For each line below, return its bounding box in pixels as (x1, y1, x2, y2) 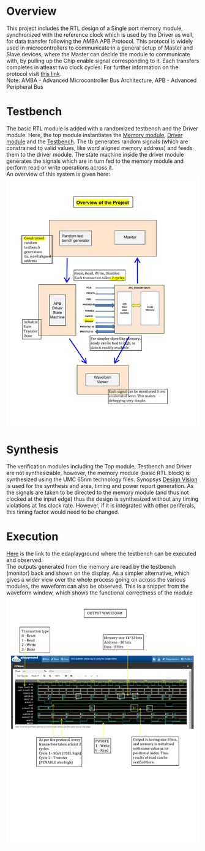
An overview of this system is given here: (6, 170, 110, 178)
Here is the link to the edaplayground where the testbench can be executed (6, 550, 197, 558)
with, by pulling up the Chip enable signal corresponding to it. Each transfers (6, 57, 199, 64)
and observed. (6, 557, 43, 564)
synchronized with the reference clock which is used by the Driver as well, (6, 31, 194, 38)
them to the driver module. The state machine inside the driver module (6, 151, 184, 158)
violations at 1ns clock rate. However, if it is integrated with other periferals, (6, 502, 196, 509)
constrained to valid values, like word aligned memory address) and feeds (6, 144, 193, 151)
